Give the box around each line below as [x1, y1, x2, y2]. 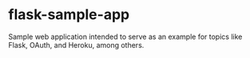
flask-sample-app [8, 6, 130, 24]
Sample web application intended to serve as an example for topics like [8, 32, 243, 41]
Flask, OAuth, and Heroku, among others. [8, 40, 145, 49]
